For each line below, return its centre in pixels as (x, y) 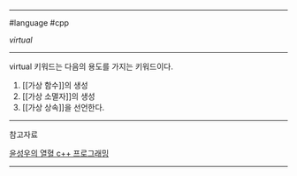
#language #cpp (39, 23)
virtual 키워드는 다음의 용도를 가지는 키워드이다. (91, 66)
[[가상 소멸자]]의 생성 (58, 96)
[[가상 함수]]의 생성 (55, 85)
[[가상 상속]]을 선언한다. (63, 107)
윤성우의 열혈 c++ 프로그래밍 (59, 153)
